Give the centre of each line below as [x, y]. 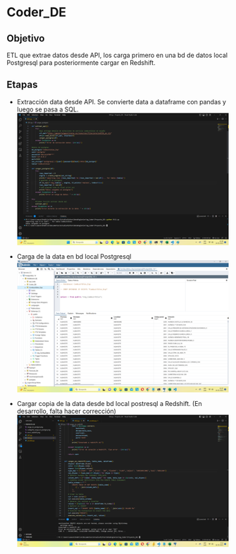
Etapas [22, 85]
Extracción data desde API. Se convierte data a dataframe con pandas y [122, 101]
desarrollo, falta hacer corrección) [67, 411]
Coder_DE [37, 12]
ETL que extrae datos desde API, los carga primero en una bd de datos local [117, 55]
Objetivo [26, 38]
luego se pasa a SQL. [48, 109]
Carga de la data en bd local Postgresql [74, 256]
